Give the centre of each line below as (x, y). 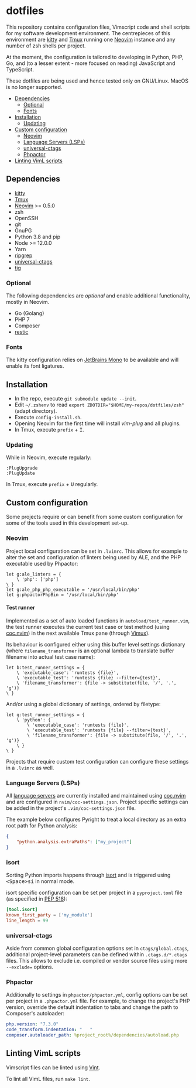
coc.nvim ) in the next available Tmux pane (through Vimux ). (78, 633)
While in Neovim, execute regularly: (49, 457)
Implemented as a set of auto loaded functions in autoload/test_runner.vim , (98, 620)
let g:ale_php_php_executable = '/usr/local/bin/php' (73, 590)
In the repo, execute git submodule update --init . (75, 399)
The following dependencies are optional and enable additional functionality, (98, 296)
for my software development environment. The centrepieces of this (88, 33)
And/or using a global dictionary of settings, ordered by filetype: (83, 704)
